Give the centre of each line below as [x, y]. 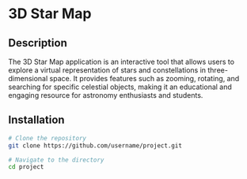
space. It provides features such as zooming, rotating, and [144, 78]
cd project [26, 167]
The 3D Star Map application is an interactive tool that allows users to [122, 62]
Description [38, 43]
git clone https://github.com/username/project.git [95, 145]
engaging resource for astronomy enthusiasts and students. [106, 95]
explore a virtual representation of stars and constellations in [107, 70]
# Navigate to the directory [56, 160]
